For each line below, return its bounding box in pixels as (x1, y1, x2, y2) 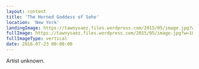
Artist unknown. (6, 57, 45, 64)
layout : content (6, 8, 46, 15)
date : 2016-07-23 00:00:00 (6, 42, 73, 47)
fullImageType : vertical (6, 36, 68, 42)
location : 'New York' (6, 19, 60, 25)
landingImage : (6, 25, 41, 31)
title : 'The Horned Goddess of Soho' (6, 14, 99, 20)
